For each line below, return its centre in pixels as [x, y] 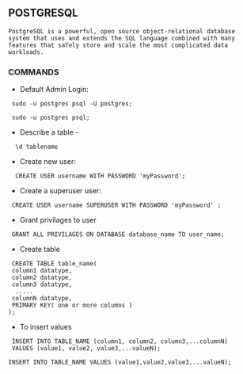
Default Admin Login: [54, 90]
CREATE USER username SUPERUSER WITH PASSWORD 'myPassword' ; [116, 205]
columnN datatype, [42, 299]
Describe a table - [49, 132]
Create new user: [48, 162]
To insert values [46, 327]
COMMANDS [34, 72]
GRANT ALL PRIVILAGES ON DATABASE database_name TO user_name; [118, 235]
